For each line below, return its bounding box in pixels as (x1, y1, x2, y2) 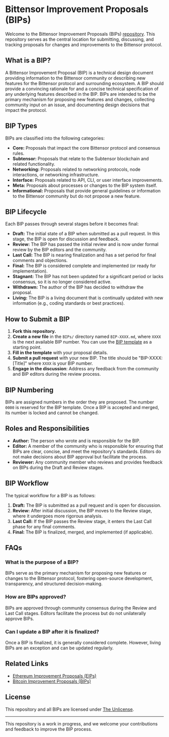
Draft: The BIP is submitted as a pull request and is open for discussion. (12, 502, 162, 508)
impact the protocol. (5, 107, 47, 113)
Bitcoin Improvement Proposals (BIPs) (12, 678, 92, 684)
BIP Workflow (5, 479, 49, 488)
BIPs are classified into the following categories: (5, 135, 105, 141)
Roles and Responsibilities (5, 424, 90, 433)
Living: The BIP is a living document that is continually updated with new (12, 295, 163, 301)
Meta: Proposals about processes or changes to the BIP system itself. (12, 182, 157, 188)
